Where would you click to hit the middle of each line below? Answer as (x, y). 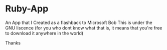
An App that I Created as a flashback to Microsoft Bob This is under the (79, 22)
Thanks (13, 42)
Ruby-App (27, 9)
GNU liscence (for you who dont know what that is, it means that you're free (84, 27)
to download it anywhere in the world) (44, 33)
